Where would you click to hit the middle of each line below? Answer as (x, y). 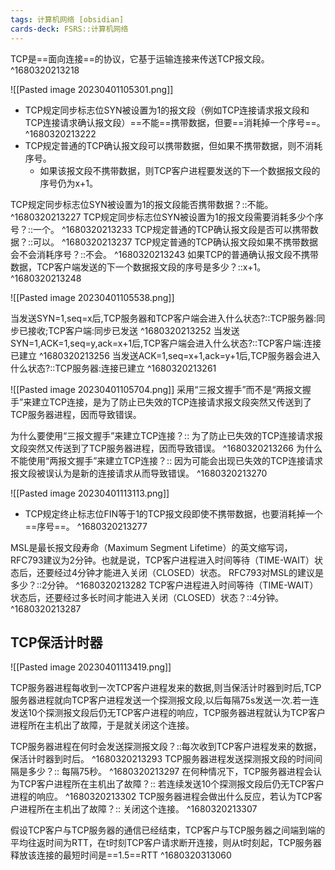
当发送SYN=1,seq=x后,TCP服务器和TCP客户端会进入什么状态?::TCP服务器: (163, 318)
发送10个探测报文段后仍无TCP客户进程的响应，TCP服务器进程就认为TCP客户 (168, 713)
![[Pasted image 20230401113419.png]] (91, 667)
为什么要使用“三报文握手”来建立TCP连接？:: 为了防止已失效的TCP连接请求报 (166, 435)
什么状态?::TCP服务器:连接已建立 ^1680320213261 (113, 368)
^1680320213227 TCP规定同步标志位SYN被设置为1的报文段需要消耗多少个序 (167, 217)
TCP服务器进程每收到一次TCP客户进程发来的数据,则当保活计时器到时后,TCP (166, 688)
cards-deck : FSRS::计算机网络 (69, 29)
